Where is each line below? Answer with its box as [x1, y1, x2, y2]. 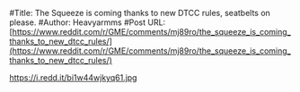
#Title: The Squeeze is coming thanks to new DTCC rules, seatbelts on [9, 8, 271, 18]
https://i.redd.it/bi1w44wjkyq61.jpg [9, 72, 137, 83]
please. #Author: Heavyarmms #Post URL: [9, 17, 166, 28]
